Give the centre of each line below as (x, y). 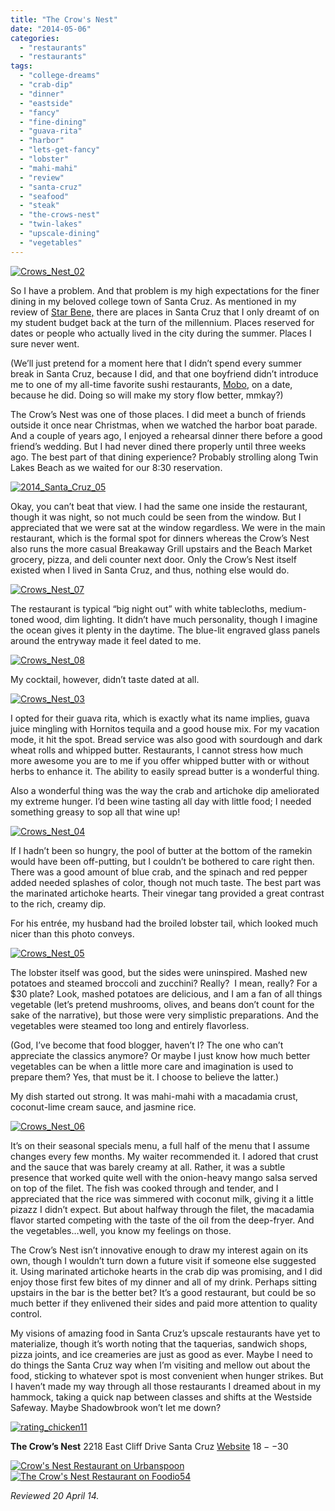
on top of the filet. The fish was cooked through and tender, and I (144, 1188)
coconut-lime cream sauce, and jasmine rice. (103, 1107)
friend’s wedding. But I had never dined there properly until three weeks (158, 446)
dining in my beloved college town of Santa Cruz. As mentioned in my (153, 301)
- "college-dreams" (60, 76)
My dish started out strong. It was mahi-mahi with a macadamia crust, (154, 1096)
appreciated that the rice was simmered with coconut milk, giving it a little (162, 1198)
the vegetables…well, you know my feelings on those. (121, 1230)
